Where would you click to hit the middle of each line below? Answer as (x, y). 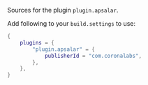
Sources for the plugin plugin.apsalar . (63, 10)
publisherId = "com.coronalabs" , (93, 56)
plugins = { (37, 42)
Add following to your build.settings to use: (72, 23)
